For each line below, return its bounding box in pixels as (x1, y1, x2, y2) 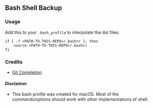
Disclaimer (5, 80, 28, 86)
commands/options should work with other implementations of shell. (12, 96, 149, 102)
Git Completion (12, 69, 42, 75)
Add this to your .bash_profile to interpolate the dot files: (5, 29, 120, 35)
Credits (5, 58, 23, 65)
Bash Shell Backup (5, 4, 62, 12)
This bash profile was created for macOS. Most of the (12, 92, 119, 97)
